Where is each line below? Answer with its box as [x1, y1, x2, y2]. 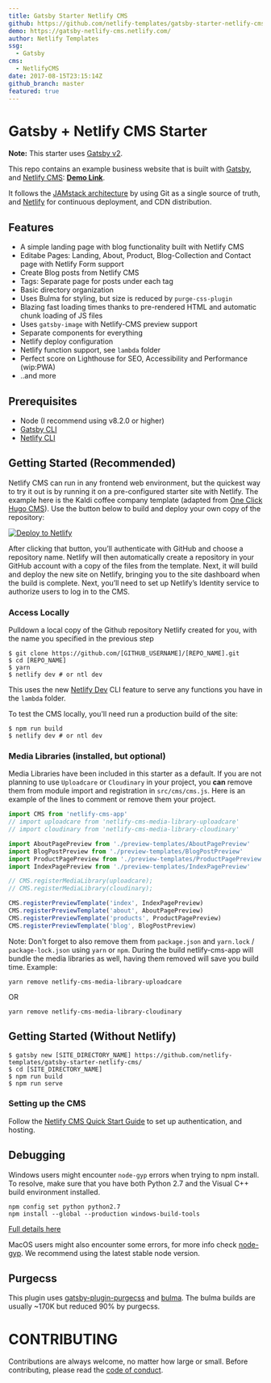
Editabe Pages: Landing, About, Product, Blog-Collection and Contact [19, 251, 252, 260]
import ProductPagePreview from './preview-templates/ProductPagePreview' [8, 855, 265, 863]
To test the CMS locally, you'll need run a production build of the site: [8, 709, 238, 719]
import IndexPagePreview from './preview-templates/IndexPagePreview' [8, 862, 251, 870]
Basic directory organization [19, 285, 115, 295]
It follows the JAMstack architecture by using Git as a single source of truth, [8, 188, 261, 198]
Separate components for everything [19, 328, 143, 338]
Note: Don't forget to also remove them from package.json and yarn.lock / [8, 936, 255, 946]
